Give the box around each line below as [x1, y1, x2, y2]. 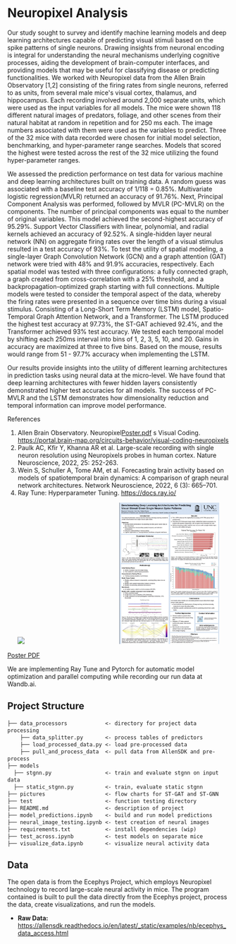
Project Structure [7, 700, 85, 712]
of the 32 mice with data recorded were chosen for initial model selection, [7, 133, 222, 142]
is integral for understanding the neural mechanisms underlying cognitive [7, 51, 220, 59]
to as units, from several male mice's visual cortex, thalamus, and [7, 88, 197, 97]
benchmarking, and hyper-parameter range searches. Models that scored [7, 141, 221, 149]
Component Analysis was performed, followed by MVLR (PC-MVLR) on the [7, 199, 225, 208]
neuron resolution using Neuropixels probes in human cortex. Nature [17, 451, 217, 459]
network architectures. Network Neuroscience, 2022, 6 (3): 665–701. [17, 480, 218, 489]
